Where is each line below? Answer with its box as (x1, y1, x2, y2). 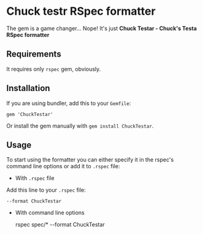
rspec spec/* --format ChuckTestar (15, 221, 105, 228)
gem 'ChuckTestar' (6, 111, 53, 117)
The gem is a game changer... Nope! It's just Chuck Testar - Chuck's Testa (6, 25, 197, 32)
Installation (6, 83, 50, 93)
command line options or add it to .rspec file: (6, 163, 120, 170)
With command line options (15, 209, 85, 216)
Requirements (6, 49, 61, 60)
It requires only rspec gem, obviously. (6, 65, 101, 72)
